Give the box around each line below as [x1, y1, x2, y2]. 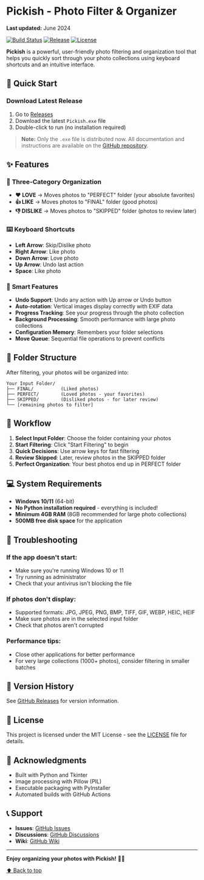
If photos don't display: [6, 595, 76, 603]
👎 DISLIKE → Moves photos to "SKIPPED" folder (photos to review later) [15, 207, 197, 215]
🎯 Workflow [6, 418, 52, 429]
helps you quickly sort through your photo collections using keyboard [6, 54, 180, 61]
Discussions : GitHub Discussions [15, 831, 100, 838]
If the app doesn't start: [6, 553, 78, 561]
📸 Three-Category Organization [6, 178, 102, 186]
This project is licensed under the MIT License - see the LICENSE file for [6, 731, 187, 738]
